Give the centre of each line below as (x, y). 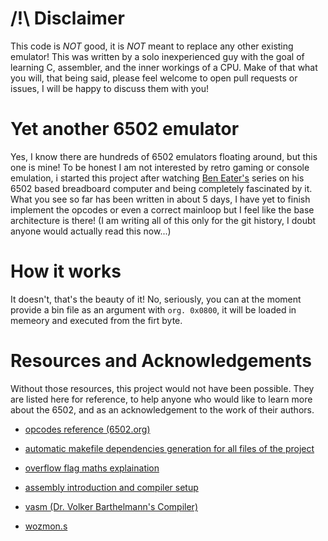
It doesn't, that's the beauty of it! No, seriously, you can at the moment (156, 299)
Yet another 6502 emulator (125, 129)
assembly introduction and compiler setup (111, 487)
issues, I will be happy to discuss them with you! (110, 88)
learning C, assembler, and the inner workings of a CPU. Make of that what (164, 67)
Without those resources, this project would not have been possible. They (162, 388)
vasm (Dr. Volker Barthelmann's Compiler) (111, 506)
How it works (66, 271)
